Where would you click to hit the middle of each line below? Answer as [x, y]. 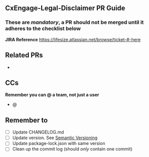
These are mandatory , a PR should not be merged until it [74, 22]
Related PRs [24, 55]
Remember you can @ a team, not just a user [52, 95]
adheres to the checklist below [43, 28]
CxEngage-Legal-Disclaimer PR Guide [65, 8]
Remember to [27, 120]
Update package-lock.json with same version [59, 144]
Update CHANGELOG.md [38, 132]
